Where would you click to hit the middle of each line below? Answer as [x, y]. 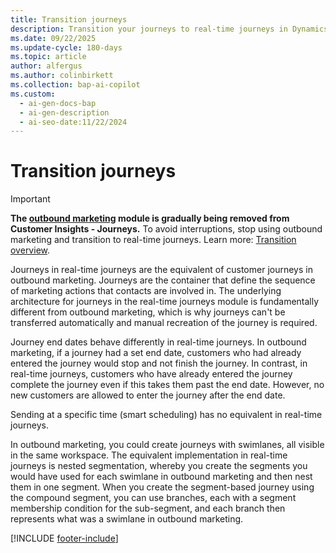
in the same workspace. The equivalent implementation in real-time [149, 455]
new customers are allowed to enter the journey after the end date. [148, 395]
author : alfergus [46, 66]
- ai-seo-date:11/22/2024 [73, 122]
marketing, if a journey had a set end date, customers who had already [156, 353]
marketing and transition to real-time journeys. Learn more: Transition [153, 240]
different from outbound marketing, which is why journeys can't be [148, 312]
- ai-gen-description [64, 112]
